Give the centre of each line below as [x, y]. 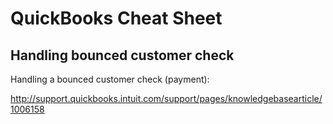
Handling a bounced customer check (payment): [110, 79]
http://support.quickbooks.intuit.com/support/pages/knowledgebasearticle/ [166, 98]
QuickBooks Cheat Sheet [116, 18]
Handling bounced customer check [122, 55]
